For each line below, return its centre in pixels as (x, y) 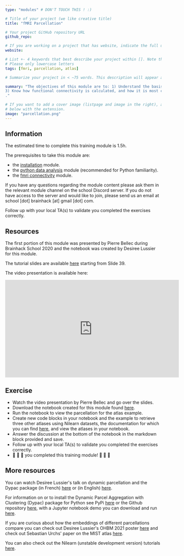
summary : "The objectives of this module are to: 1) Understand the (77, 86)
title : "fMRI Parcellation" (34, 23)
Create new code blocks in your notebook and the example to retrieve (84, 418)
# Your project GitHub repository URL (45, 32)
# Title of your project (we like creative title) (59, 19)
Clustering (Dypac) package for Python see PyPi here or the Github (74, 502)
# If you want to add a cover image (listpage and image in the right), (82, 105)
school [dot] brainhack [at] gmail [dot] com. (50, 201)
